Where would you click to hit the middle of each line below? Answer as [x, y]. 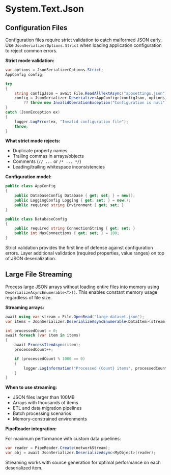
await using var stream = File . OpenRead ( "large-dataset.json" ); [75, 317]
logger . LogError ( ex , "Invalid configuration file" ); [72, 122]
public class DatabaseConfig [36, 219]
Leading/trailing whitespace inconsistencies [59, 167]
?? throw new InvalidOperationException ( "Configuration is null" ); [96, 103]
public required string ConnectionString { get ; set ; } [75, 229]
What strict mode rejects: [33, 141]
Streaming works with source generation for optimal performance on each [83, 463]
